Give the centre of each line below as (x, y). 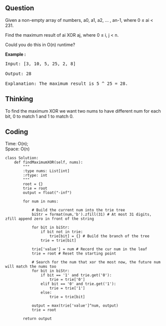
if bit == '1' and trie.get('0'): (76, 275)
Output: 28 (18, 73)
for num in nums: (41, 201)
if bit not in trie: (62, 232)
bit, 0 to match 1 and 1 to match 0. (39, 116)
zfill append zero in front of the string (50, 219)
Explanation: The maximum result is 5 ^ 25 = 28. (67, 83)
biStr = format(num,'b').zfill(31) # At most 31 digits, (92, 215)
